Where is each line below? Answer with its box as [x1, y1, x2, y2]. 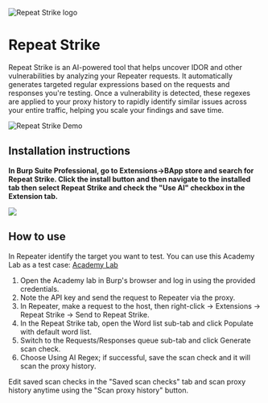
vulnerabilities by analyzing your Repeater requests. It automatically [8, 71, 233, 81]
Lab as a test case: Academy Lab [8, 260, 118, 269]
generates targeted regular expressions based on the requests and [8, 79, 230, 89]
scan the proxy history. [19, 361, 97, 371]
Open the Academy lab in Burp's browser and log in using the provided [19, 275, 256, 285]
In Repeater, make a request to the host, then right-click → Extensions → [19, 301, 261, 310]
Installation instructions [8, 144, 130, 158]
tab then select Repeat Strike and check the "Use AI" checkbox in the [8, 182, 245, 193]
